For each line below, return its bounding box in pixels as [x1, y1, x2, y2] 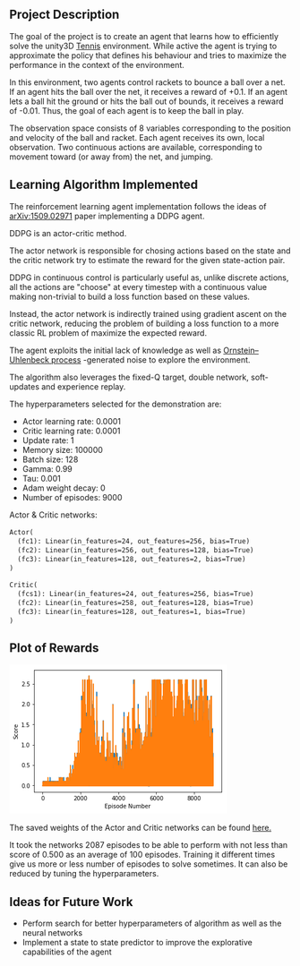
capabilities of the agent [21, 946, 112, 957]
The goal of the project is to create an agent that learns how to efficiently [9, 30, 279, 41]
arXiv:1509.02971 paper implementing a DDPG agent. [9, 210, 205, 221]
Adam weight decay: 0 [21, 483, 106, 493]
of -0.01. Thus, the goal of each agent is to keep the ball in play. [9, 105, 244, 115]
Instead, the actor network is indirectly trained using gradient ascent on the [9, 308, 287, 319]
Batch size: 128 [21, 454, 79, 465]
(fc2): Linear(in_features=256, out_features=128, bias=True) [17, 545, 254, 554]
